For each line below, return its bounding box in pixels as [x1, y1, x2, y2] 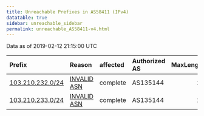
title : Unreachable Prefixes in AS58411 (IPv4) [6, 9, 129, 15]
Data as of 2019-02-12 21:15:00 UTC [6, 43, 97, 50]
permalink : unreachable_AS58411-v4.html [6, 26, 110, 32]
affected [99, 61, 124, 69]
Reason [69, 61, 92, 69]
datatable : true [6, 15, 47, 21]
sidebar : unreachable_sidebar [6, 20, 83, 26]
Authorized [132, 57, 166, 66]
